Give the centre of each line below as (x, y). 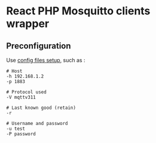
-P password (21, 134)
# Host (14, 71)
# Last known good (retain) (41, 108)
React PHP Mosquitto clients (78, 11)
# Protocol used (26, 92)
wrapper (28, 24)
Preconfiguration (39, 46)
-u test (16, 129)
